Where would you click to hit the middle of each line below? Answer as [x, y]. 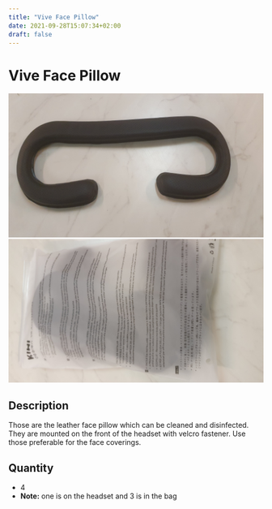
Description [38, 405]
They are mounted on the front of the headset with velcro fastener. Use [127, 434]
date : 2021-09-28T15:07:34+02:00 [65, 26]
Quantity [31, 468]
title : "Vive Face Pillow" [54, 17]
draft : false [30, 34]
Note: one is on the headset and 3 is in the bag [98, 496]
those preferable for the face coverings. [75, 442]
